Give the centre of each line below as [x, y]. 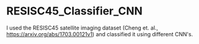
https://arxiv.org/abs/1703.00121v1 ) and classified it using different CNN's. [100, 34]
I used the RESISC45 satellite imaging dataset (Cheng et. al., [82, 28]
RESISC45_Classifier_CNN [74, 11]
